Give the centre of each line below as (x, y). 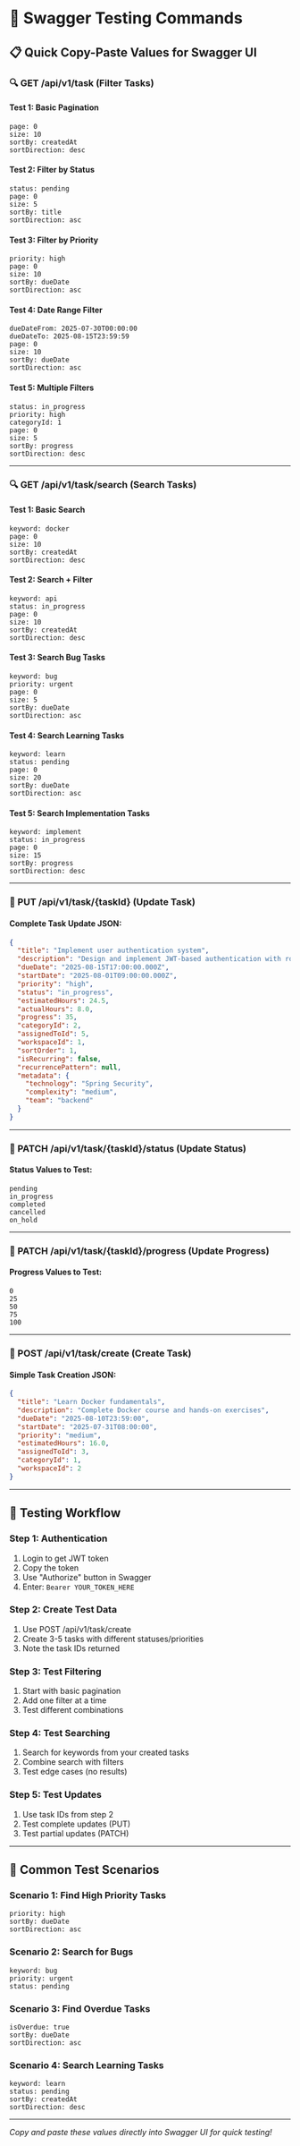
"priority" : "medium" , (59, 1435)
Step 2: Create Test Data (63, 1610)
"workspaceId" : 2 (50, 1469)
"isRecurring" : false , (59, 1059)
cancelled (28, 1212)
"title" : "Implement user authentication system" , (113, 951)
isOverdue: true (39, 2027)
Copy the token (50, 1567)
